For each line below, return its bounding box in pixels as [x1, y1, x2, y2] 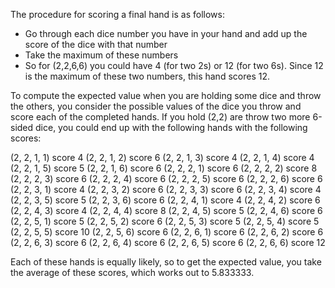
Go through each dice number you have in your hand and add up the [24, 28, 308, 39]
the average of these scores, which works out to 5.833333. [10, 267, 255, 278]
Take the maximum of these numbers [24, 49, 179, 61]
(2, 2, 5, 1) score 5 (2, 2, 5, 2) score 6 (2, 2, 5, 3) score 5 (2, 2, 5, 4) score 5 [10, 215, 320, 227]
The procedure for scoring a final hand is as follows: [10, 9, 225, 20]
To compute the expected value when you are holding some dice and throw [10, 90, 322, 101]
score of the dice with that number [24, 39, 168, 50]
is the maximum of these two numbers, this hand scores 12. [24, 70, 270, 82]
